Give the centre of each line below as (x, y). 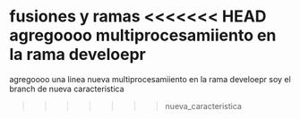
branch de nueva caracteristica (67, 89)
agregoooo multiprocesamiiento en (143, 35)
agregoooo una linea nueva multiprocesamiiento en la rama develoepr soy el (150, 79)
